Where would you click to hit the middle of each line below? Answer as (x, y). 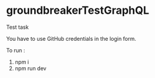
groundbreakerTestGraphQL (78, 10)
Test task (17, 27)
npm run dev (31, 68)
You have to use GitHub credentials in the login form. (71, 38)
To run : (16, 50)
